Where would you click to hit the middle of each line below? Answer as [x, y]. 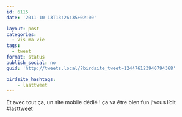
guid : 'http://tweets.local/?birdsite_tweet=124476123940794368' [91, 68]
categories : [21, 34]
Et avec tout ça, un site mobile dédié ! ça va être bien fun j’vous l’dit [91, 102]
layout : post [23, 29]
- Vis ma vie [28, 40]
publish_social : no [31, 62]
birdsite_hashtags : [31, 79]
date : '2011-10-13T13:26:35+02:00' [52, 18]
